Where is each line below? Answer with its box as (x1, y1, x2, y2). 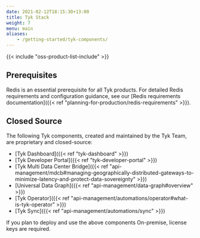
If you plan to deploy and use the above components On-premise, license (6, 219, 187, 226)
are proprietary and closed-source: (6, 138, 93, 145)
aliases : (6, 31, 28, 37)
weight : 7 (6, 20, 31, 26)
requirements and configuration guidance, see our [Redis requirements (6, 92, 181, 99)
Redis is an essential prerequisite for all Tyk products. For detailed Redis (6, 86, 183, 93)
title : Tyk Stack (6, 14, 50, 20)
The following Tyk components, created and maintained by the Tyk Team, (6, 132, 187, 139)
